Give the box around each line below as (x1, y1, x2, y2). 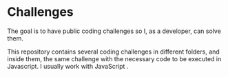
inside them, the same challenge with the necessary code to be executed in (7, 54, 222, 63)
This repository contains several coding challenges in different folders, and (7, 47, 220, 56)
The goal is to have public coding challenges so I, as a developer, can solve (7, 27, 222, 35)
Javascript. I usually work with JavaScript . (7, 62, 129, 70)
